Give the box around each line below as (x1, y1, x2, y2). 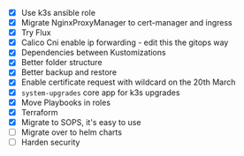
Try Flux (20, 27, 51, 38)
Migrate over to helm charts (20, 127, 123, 137)
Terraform (20, 107, 58, 117)
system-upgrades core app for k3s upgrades (20, 87, 180, 98)
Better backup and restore (20, 67, 117, 78)
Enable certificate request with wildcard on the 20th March (20, 77, 236, 87)
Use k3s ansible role (20, 8, 96, 18)
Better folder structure (20, 57, 103, 68)
